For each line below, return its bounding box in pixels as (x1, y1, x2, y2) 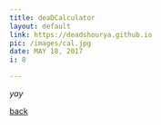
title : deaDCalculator (9, 13, 96, 23)
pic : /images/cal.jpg (9, 38, 92, 48)
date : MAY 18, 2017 (9, 47, 84, 56)
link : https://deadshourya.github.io (9, 30, 153, 39)
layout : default (9, 22, 71, 31)
